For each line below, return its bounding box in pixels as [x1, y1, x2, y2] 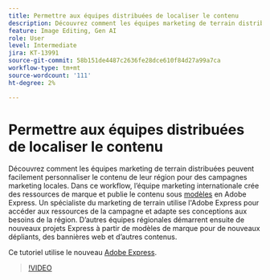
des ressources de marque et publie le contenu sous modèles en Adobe [8, 189, 247, 199]
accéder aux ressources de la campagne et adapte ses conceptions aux [8, 206, 247, 217]
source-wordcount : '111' [8, 71, 92, 79]
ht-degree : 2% [8, 79, 56, 87]
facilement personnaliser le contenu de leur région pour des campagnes [8, 172, 247, 182]
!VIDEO [27, 263, 52, 273]
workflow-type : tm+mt [8, 64, 81, 72]
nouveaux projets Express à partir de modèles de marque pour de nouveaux [8, 224, 260, 233]
